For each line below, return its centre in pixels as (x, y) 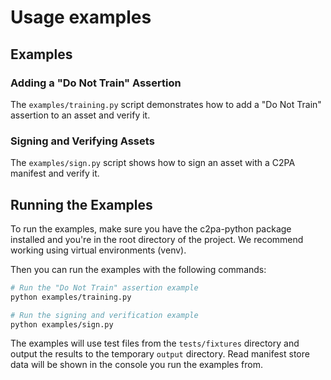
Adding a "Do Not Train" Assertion (96, 83)
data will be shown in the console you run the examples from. (136, 365)
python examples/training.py (71, 297)
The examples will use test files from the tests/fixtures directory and (155, 343)
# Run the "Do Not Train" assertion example (104, 287)
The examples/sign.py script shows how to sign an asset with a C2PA (153, 163)
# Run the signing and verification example (104, 315)
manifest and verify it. (55, 173)
